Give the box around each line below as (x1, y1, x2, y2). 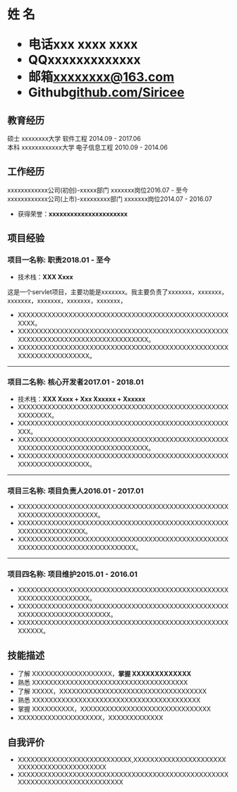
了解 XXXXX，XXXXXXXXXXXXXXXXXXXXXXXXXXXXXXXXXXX (17, 687, 207, 695)
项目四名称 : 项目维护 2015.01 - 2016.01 (7, 569, 138, 579)
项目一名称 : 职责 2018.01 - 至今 (7, 255, 111, 265)
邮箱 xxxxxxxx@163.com (28, 69, 175, 85)
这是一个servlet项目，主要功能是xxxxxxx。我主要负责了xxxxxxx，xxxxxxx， (7, 287, 228, 296)
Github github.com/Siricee (28, 85, 185, 101)
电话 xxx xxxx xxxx (28, 37, 138, 53)
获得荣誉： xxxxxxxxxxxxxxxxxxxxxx (17, 209, 128, 218)
